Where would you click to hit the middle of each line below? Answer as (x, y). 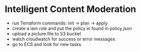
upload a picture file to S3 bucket (47, 33)
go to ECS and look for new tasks (47, 44)
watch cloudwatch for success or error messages (63, 39)
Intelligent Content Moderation (70, 9)
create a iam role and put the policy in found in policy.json (72, 28)
